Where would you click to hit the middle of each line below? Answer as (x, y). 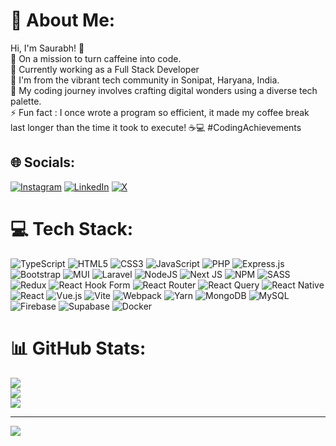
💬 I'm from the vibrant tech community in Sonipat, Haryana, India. (145, 80)
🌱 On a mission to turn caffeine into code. (96, 58)
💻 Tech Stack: (72, 228)
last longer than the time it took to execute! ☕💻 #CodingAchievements (156, 127)
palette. (26, 101)
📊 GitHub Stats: (78, 348)
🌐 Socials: (43, 162)
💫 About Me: (63, 20)
